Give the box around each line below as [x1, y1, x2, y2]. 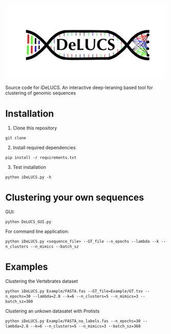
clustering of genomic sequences [5, 89, 76, 96]
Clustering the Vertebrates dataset [5, 278, 78, 284]
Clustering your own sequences [5, 192, 144, 203]
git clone [5, 135, 27, 140]
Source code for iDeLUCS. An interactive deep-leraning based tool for [5, 84, 154, 90]
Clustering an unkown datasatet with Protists [5, 308, 100, 314]
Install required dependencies [12, 144, 76, 151]
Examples [5, 261, 48, 272]
